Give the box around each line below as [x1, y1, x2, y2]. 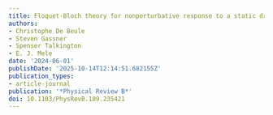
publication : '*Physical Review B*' [8, 87, 132, 96]
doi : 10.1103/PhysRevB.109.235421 [8, 95, 126, 103]
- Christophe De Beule [8, 27, 85, 35]
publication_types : [8, 72, 75, 80]
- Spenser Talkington [8, 42, 82, 50]
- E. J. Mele [8, 49, 53, 57]
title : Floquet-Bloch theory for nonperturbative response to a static [8, 11, 256, 20]
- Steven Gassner [8, 34, 67, 43]
